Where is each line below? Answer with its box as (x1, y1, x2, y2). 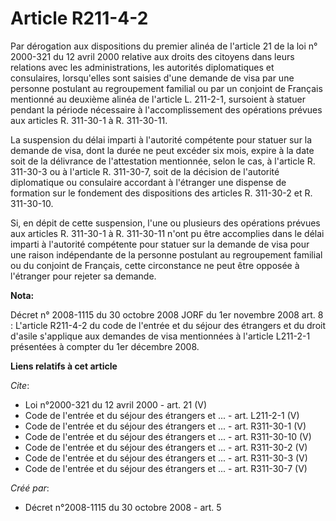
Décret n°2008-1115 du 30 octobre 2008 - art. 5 (24, 501, 222, 513)
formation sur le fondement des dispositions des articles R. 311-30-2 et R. (10, 187, 313, 199)
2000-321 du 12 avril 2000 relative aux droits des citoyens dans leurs (10, 50, 295, 62)
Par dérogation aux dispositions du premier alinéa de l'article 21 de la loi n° (10, 40, 318, 52)
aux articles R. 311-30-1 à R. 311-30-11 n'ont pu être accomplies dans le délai (10, 227, 325, 239)
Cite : (10, 379, 30, 391)
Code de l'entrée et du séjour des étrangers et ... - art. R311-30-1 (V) (24, 420, 307, 432)
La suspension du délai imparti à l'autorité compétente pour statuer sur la (10, 133, 313, 146)
